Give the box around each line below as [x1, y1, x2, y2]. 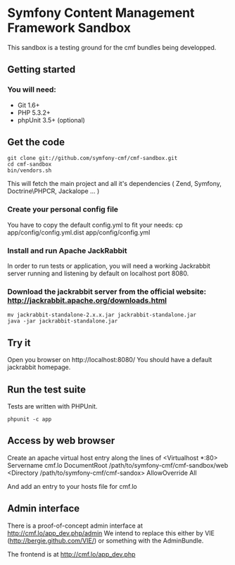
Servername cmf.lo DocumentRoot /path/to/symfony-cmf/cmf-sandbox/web [7, 461, 229, 469]
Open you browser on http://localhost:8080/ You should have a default [7, 356, 212, 364]
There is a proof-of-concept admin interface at [7, 521, 143, 530]
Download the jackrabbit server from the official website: [7, 287, 207, 297]
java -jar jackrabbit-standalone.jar [7, 318, 118, 325]
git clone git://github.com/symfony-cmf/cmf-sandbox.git [7, 155, 178, 162]
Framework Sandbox [7, 20, 132, 36]
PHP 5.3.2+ [17, 108, 51, 117]
